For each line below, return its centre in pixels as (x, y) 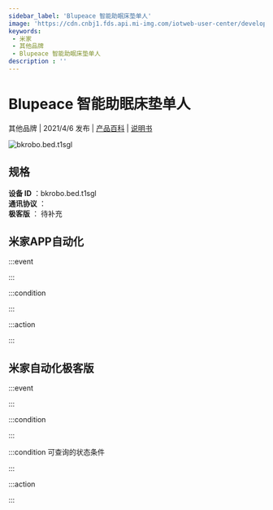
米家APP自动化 (46, 242)
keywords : (25, 31)
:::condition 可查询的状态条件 (57, 452)
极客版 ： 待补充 (35, 213)
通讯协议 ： (27, 203)
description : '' (38, 62)
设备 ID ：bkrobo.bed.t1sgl (52, 193)
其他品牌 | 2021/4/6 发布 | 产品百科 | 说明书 (80, 128)
